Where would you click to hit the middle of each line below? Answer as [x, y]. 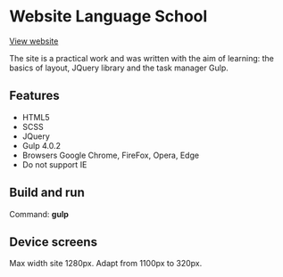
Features [34, 96]
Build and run [47, 193]
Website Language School [108, 16]
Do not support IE [54, 164]
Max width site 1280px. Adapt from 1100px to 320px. [106, 264]
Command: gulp [39, 214]
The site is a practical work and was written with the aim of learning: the [142, 58]
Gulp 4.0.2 [41, 145]
